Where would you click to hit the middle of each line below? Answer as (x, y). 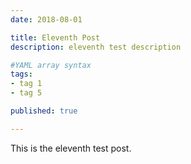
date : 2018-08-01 (46, 19)
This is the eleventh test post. (71, 148)
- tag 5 (26, 93)
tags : (21, 74)
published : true (44, 111)
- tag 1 (26, 84)
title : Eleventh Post (55, 37)
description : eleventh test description (96, 47)
